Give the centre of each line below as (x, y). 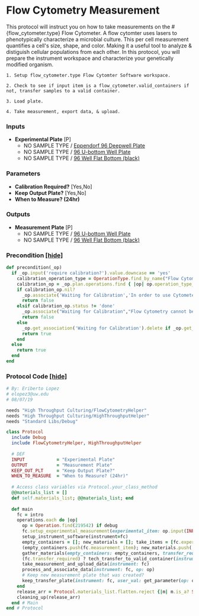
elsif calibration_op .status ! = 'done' (66, 306)
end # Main (25, 603)
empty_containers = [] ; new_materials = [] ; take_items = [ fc (100, 542)
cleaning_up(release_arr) (49, 597)
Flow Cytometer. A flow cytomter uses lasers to (119, 33)
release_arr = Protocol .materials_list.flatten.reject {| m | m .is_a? (103, 592)
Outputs (18, 214)
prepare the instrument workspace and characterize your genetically (90, 58)
